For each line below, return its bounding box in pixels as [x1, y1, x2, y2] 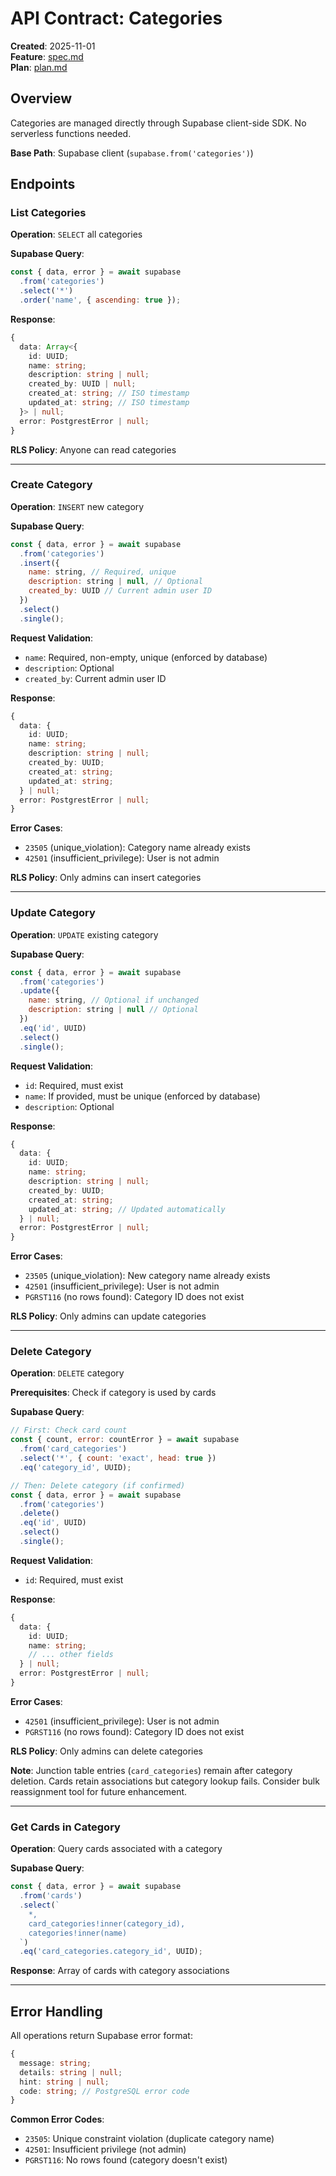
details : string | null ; [19, 2067, 123, 2077]
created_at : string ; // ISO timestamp [28, 388, 190, 399]
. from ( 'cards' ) [19, 1891, 83, 1901]
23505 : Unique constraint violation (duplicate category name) [24, 2133, 275, 2145]
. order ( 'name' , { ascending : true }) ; [19, 295, 182, 306]
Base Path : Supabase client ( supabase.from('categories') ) [10, 147, 254, 159]
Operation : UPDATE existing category [10, 928, 159, 941]
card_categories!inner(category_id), [28, 1918, 186, 1929]
